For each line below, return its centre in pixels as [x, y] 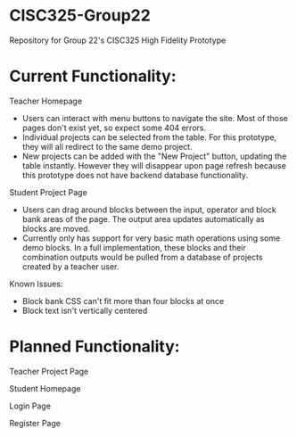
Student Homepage [45, 388]
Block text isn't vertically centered [85, 310]
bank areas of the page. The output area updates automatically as [143, 218]
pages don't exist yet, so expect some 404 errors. [114, 128]
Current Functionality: [93, 76]
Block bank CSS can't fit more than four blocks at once [123, 301]
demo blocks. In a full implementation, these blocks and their [134, 247]
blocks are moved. [56, 228]
